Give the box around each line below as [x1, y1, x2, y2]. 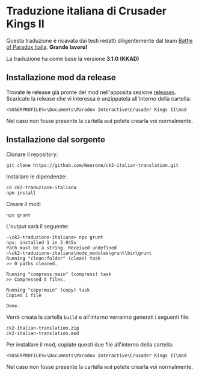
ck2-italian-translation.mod [6, 330, 79, 336]
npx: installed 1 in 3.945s [6, 239, 77, 245]
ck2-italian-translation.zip [6, 325, 79, 331]
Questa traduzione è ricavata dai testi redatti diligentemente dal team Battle [6, 37, 193, 44]
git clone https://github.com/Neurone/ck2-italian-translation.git [6, 162, 179, 168]
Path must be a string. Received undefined [6, 245, 117, 251]
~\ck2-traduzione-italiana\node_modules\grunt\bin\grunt [6, 250, 152, 256]
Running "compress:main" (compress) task [6, 271, 112, 277]
